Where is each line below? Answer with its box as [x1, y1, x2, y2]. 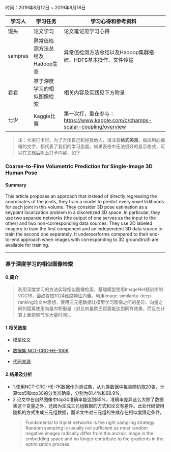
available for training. [5, 242, 50, 248]
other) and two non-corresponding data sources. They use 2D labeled [5, 220, 153, 226]
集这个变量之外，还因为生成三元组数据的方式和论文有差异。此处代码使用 [12, 402, 164, 409]
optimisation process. [25, 441, 71, 447]
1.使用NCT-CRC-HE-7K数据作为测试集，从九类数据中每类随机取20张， [12, 384, 160, 390]
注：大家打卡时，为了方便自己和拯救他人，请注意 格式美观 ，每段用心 [17, 137, 161, 143]
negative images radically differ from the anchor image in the [25, 430, 154, 436]
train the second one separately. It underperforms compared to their [5, 231, 149, 237]
